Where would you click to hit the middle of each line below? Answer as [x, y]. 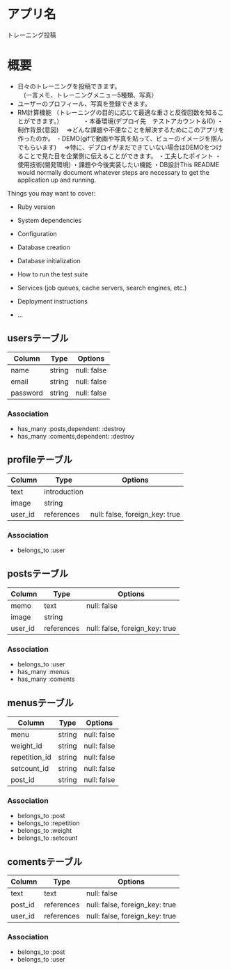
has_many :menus [43, 672]
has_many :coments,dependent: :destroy [76, 436]
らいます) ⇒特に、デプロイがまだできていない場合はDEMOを [120, 147]
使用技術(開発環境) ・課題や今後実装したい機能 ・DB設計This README [118, 164]
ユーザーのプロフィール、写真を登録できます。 [84, 103]
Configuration [37, 233]
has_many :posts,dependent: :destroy [71, 428]
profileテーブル [40, 460]
